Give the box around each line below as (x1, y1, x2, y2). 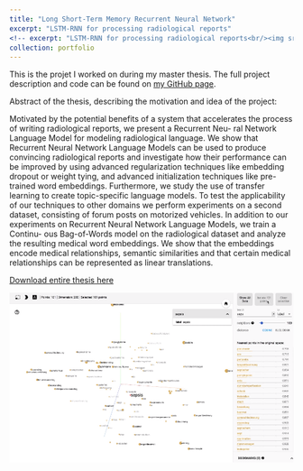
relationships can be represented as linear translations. (9, 257, 214, 268)
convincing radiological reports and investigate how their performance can (9, 152, 287, 162)
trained (9, 180, 36, 191)
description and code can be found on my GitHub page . (9, 78, 216, 89)
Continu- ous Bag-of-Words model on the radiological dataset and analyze (9, 228, 287, 239)
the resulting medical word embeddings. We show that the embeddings (9, 238, 275, 249)
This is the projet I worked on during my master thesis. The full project (9, 69, 271, 80)
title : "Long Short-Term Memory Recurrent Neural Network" (9, 14, 236, 23)
